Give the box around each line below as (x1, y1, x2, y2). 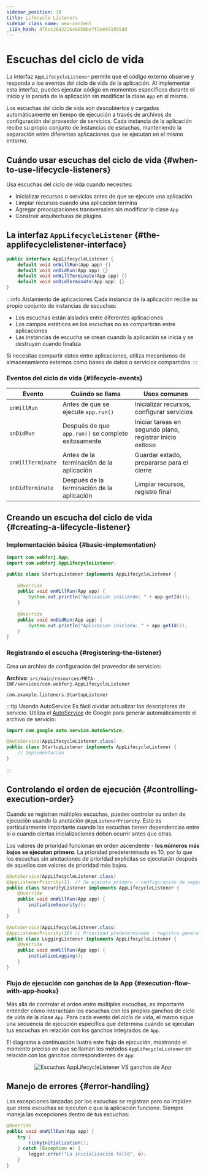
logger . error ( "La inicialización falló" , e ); (28, 1151, 147, 1157)
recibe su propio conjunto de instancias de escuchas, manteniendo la (6, 124, 182, 131)
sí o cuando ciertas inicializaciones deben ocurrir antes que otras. (6, 830, 173, 837)
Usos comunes (143, 389, 188, 398)
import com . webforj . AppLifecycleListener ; (6, 560, 116, 566)
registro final (134, 488, 172, 496)
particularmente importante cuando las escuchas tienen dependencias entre (6, 823, 200, 831)
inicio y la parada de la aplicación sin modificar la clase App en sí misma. (6, 93, 188, 100)
